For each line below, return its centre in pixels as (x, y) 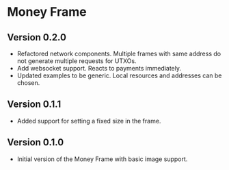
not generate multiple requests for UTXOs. (77, 61)
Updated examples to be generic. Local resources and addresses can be (119, 75)
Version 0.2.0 (37, 37)
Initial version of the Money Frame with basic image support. (102, 159)
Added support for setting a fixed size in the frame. (89, 121)
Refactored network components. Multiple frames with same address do (119, 53)
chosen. (28, 83)
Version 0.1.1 (34, 105)
